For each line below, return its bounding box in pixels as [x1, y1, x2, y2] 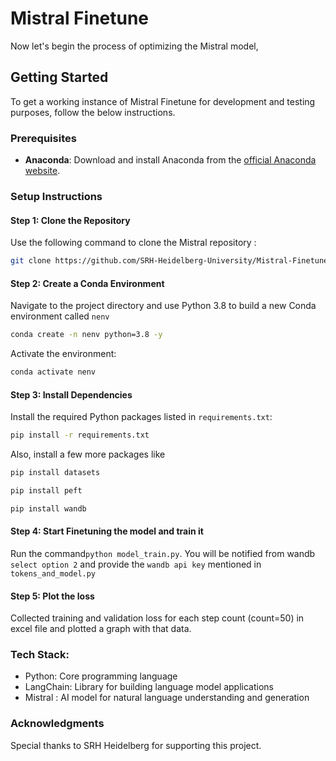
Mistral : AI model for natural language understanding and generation [24, 692, 310, 704]
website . [24, 165, 61, 177]
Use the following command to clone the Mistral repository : [10, 237, 257, 249]
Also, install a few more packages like [10, 448, 166, 461]
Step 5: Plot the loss [10, 590, 95, 602]
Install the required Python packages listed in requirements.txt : [10, 411, 273, 423]
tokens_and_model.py [10, 568, 97, 579]
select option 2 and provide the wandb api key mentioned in [10, 558, 262, 570]
